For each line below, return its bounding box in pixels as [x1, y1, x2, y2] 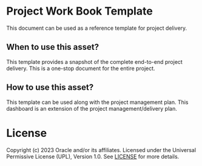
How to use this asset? [6, 82, 94, 92]
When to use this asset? [6, 42, 99, 52]
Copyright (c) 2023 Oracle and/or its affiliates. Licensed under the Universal [6, 146, 196, 153]
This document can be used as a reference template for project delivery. [6, 24, 187, 32]
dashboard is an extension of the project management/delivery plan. [6, 105, 177, 112]
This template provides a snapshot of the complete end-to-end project [6, 58, 183, 65]
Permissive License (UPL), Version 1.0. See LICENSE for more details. [6, 153, 180, 160]
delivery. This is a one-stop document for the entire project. [6, 64, 156, 72]
